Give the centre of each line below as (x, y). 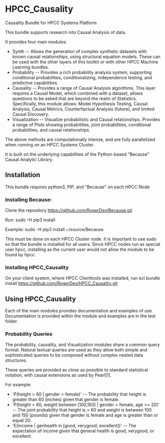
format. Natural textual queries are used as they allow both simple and (76, 350)
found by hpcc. (20, 255)
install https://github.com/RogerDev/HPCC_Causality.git (61, 283)
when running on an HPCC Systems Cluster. (50, 144)
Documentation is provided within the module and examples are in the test (81, 316)
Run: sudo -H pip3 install (30, 220)
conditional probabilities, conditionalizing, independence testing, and (82, 77)
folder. (12, 321)
